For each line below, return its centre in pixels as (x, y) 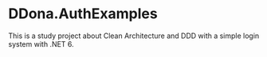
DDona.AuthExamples (83, 14)
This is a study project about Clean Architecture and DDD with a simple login (134, 36)
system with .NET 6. (41, 44)
